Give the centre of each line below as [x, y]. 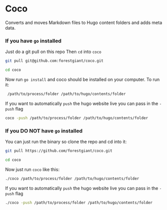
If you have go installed [33, 40]
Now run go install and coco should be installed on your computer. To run [83, 79]
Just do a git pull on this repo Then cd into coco [53, 52]
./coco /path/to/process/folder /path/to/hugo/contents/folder [72, 178]
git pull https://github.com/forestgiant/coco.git [59, 151]
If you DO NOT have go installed [44, 130]
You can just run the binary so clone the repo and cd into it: [66, 142]
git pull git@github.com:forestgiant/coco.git [54, 61]
